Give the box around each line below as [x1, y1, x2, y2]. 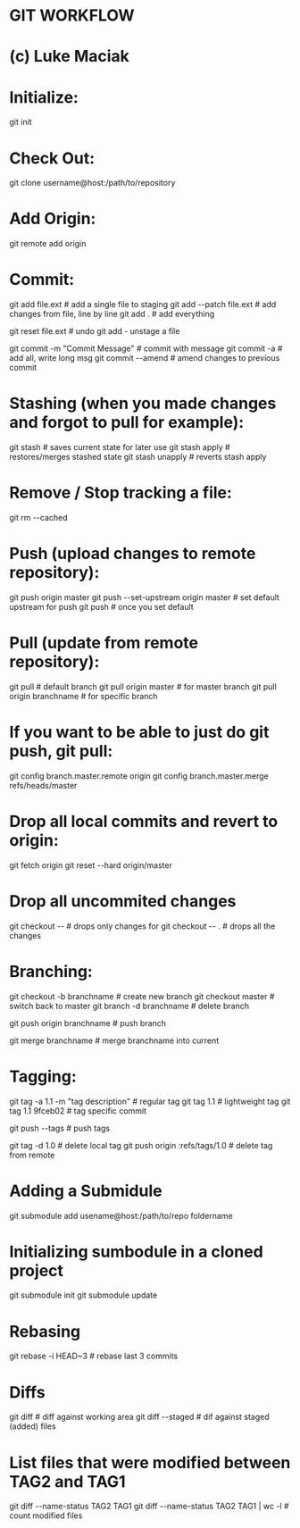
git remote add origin [9, 238, 87, 249]
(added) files [9, 1421, 56, 1432]
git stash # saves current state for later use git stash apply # [9, 442, 230, 453]
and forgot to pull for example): [9, 413, 245, 433]
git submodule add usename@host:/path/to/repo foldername [9, 1210, 234, 1221]
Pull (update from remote [9, 633, 199, 653]
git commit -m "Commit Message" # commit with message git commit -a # [9, 343, 283, 354]
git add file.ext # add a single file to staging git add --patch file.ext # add [9, 299, 277, 310]
